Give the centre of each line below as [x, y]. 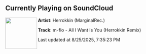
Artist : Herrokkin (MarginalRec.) [71, 20]
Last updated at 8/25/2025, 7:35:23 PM [79, 39]
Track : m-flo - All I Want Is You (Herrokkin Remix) [89, 30]
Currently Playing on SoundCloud [59, 8]
